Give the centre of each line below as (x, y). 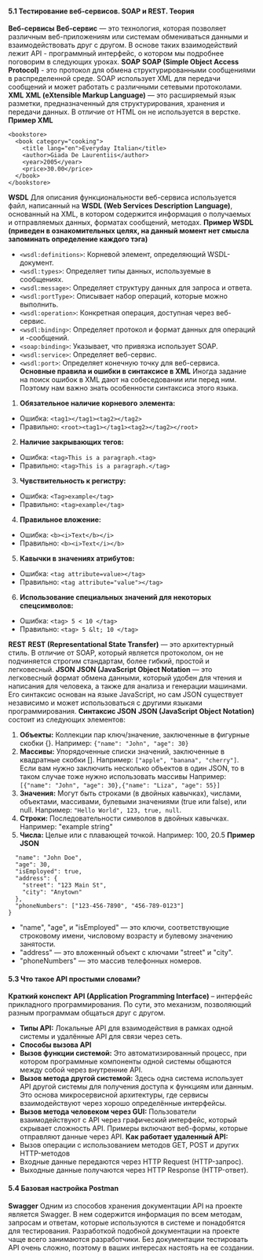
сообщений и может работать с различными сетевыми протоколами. (125, 87)
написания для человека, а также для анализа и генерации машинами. (128, 686)
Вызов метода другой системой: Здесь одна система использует (131, 1078)
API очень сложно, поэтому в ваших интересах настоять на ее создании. (131, 1247)
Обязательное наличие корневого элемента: (97, 403)
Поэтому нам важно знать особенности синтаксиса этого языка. (129, 388)
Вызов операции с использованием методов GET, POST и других (129, 1145)
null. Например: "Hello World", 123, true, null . (100, 810)
